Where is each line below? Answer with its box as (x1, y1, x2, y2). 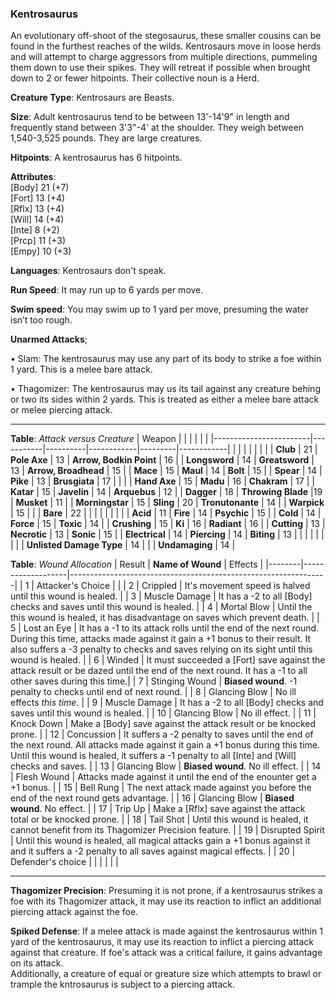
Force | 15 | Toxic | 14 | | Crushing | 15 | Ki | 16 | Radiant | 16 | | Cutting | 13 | (10, 518, 326, 530)
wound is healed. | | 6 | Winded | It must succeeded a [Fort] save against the (10, 654, 326, 666)
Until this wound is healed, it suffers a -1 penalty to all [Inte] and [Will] (10, 750, 297, 762)
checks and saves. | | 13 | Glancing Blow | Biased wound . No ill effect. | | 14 (10, 760, 322, 772)
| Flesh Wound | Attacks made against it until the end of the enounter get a (10, 771, 317, 783)
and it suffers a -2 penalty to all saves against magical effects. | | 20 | (10, 845, 296, 857)
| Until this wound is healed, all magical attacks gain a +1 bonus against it (10, 835, 311, 847)
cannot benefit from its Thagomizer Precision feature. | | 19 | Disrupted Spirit (10, 824, 325, 836)
